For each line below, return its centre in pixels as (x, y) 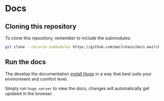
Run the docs (26, 62)
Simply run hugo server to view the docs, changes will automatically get (77, 88)
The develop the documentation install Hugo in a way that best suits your (79, 74)
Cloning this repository (41, 26)
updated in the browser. (29, 93)
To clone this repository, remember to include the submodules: (68, 38)
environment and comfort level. (37, 79)
